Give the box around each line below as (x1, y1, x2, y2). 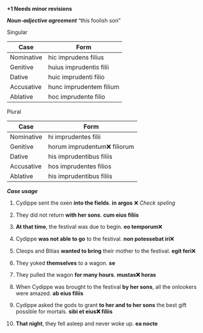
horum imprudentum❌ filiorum (48, 142, 135, 151)
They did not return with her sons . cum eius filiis (15, 211, 139, 219)
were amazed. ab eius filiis (15, 290, 84, 297)
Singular (7, 28, 28, 36)
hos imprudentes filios (48, 162, 111, 170)
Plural (7, 108, 22, 115)
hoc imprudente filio (48, 93, 105, 101)
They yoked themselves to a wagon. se (15, 260, 116, 266)
